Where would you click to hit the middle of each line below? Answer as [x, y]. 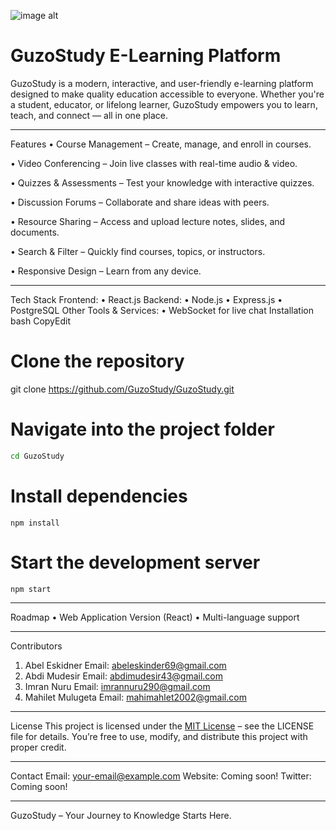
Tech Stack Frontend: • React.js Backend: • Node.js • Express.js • [146, 299]
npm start [31, 589]
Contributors [36, 646]
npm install [35, 523]
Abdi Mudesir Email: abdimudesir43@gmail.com [123, 676]
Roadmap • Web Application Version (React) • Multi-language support [155, 617]
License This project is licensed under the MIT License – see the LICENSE [162, 726]
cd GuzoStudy [37, 456]
